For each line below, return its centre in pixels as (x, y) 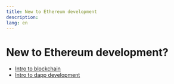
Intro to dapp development (47, 75)
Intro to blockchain (38, 69)
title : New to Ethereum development (52, 12)
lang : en (17, 23)
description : (22, 17)
